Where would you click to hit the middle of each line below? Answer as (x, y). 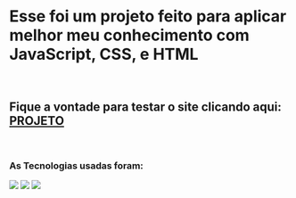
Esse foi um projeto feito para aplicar (148, 16)
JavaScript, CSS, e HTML (104, 54)
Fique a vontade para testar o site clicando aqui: (146, 107)
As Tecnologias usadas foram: (77, 165)
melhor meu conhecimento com (129, 35)
